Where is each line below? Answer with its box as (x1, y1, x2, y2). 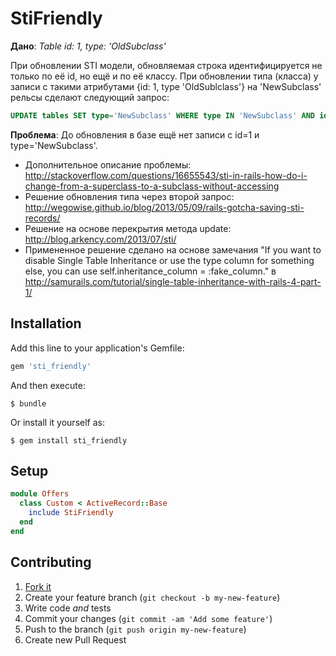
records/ (24, 212, 61, 224)
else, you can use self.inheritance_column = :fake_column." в (24, 265, 277, 277)
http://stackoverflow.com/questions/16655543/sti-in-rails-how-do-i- (24, 169, 308, 181)
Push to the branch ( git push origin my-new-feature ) (24, 623, 247, 635)
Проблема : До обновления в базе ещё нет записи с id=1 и (10, 128, 260, 141)
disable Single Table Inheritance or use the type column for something (24, 254, 315, 266)
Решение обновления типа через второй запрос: (24, 190, 235, 202)
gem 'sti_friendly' (10, 361, 92, 371)
